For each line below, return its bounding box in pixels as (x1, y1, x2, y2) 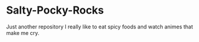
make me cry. (6, 29, 40, 36)
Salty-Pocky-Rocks (6, 4, 104, 17)
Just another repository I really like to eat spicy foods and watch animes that (6, 23, 193, 30)
